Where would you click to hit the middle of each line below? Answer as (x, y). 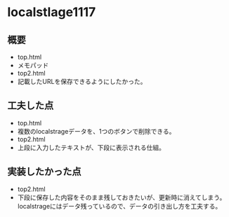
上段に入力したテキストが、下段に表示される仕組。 (91, 147)
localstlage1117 (52, 12)
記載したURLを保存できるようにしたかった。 (82, 82)
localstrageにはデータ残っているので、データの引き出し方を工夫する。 (119, 206)
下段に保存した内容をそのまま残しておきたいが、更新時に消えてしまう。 (122, 197)
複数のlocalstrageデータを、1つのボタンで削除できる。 (96, 131)
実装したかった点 (44, 172)
